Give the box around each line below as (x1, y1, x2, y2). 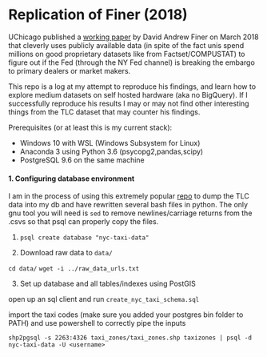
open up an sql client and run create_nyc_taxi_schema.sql (8, 295, 200, 304)
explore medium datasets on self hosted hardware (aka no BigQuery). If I (8, 90, 248, 99)
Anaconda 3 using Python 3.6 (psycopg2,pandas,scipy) (19, 146, 204, 156)
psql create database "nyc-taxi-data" (19, 234, 149, 242)
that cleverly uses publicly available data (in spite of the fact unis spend (8, 40, 245, 50)
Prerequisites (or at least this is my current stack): (8, 122, 173, 132)
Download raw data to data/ (19, 248, 114, 258)
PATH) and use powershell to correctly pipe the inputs (8, 319, 186, 328)
